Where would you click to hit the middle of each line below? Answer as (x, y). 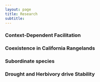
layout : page (18, 9)
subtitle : (15, 18)
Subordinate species (30, 61)
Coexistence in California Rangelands (50, 48)
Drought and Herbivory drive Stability (50, 74)
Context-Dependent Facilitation (43, 35)
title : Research (21, 14)
